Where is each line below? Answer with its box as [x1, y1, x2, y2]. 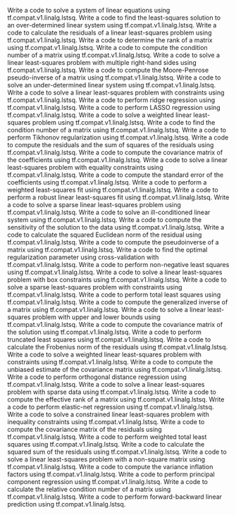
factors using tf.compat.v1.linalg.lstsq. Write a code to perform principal [7, 470, 215, 478]
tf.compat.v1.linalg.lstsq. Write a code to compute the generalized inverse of [7, 298, 228, 306]
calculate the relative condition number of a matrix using [7, 485, 171, 493]
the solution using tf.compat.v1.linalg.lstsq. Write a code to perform [7, 328, 202, 336]
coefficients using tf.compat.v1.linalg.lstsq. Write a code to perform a [7, 178, 207, 186]
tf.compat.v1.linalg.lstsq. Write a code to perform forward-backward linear [7, 492, 223, 501]
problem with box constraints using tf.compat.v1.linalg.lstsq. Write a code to [7, 275, 227, 284]
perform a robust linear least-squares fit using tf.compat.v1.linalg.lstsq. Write [7, 193, 230, 201]
